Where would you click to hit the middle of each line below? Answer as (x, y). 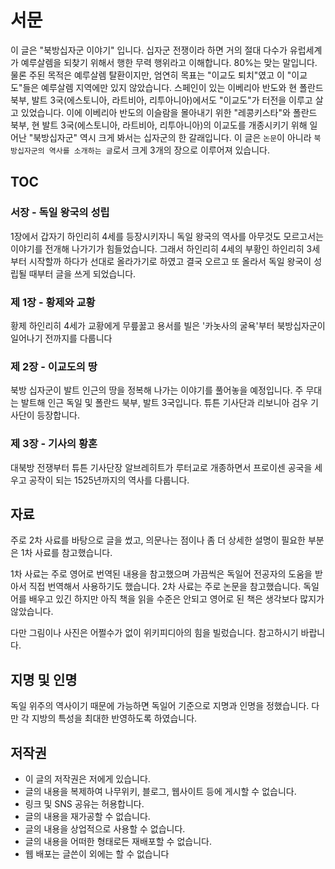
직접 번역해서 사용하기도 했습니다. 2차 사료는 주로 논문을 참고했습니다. (165, 587)
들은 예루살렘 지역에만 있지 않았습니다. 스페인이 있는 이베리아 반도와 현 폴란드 (173, 87)
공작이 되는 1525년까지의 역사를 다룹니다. (109, 480)
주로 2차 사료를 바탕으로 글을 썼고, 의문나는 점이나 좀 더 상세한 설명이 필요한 (158, 540)
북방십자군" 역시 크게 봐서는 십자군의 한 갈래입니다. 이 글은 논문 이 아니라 (172, 137)
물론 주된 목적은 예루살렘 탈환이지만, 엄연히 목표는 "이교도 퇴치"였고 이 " (151, 75)
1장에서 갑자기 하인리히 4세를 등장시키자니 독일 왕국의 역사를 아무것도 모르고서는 (167, 236)
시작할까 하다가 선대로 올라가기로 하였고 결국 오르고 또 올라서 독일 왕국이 (170, 261)
